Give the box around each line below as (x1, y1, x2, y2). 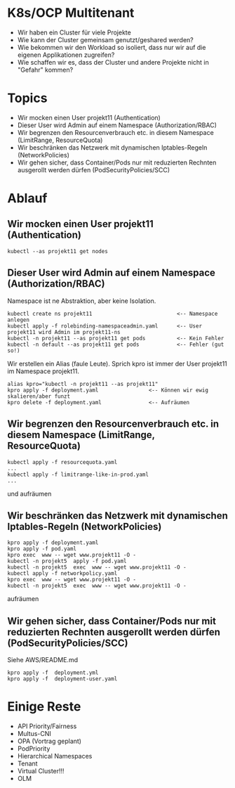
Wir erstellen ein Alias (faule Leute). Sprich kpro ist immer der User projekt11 (7, 359, 228, 368)
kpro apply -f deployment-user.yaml (7, 676, 118, 683)
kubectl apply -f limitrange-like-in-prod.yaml (7, 471, 149, 478)
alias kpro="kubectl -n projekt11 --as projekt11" (7, 380, 159, 387)
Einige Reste (7, 699, 81, 715)
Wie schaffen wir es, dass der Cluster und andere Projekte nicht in (17, 58, 209, 66)
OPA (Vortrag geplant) (17, 737, 82, 746)
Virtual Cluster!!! (17, 767, 65, 775)
